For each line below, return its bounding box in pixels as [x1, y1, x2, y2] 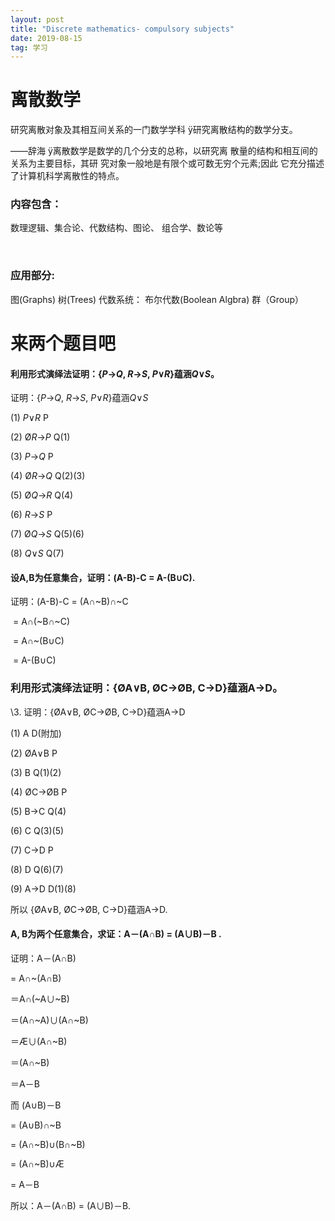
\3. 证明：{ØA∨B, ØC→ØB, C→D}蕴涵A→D [10, 706, 186, 718]
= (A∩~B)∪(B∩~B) [10, 1138, 86, 1150]
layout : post [10, 14, 65, 25]
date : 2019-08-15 [10, 33, 83, 43]
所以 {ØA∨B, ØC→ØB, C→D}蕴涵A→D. [10, 903, 168, 915]
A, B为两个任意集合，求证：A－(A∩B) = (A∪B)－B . [10, 928, 222, 940]
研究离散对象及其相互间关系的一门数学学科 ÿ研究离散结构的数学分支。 [10, 124, 298, 136]
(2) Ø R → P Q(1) [10, 431, 71, 443]
